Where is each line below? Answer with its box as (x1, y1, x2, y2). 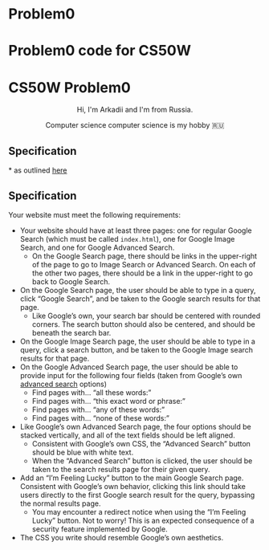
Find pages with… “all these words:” (31, 387, 152, 397)
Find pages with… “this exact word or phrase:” (31, 396, 186, 405)
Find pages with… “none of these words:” (31, 413, 170, 422)
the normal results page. (19, 499, 101, 508)
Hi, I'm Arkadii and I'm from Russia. (76, 105, 194, 115)
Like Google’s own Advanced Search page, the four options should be (19, 422, 251, 431)
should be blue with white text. (31, 447, 134, 457)
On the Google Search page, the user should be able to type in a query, (19, 285, 256, 295)
